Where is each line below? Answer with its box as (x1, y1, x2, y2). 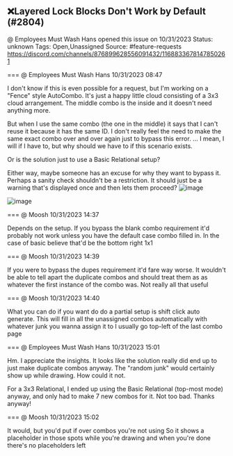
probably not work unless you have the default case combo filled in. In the (7, 231, 220, 239)
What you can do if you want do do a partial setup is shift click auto (7, 307, 200, 316)
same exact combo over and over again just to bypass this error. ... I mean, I (7, 134, 225, 142)
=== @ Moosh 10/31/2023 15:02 (7, 413, 99, 421)
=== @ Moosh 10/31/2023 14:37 (7, 210, 99, 218)
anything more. (7, 106, 51, 114)
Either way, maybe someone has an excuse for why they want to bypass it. (7, 168, 221, 177)
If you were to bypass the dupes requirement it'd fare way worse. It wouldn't (7, 266, 226, 274)
